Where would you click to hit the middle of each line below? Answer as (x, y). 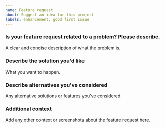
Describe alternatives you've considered (56, 85)
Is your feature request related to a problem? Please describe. (83, 37)
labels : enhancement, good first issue (47, 19)
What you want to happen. (33, 72)
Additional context (29, 109)
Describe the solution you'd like (45, 61)
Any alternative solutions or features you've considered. (64, 96)
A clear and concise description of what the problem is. (63, 48)
